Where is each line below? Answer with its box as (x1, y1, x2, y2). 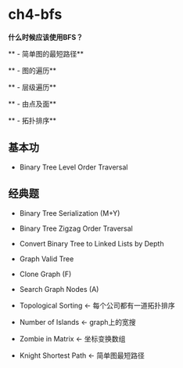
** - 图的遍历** (8, 65, 57, 75)
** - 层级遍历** (8, 82, 57, 92)
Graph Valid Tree (19, 253, 74, 264)
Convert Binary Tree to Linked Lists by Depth (19, 239, 164, 248)
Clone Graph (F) (19, 269, 72, 279)
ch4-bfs (8, 5, 63, 24)
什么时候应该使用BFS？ (8, 32, 84, 42)
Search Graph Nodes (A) (19, 284, 99, 293)
